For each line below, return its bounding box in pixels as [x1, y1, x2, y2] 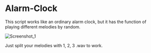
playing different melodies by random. [5, 24, 81, 29]
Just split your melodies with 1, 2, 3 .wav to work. [5, 42, 103, 48]
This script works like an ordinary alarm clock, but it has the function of [5, 19, 147, 25]
